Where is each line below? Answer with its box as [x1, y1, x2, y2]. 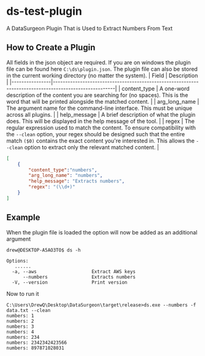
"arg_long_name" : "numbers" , [28, 172, 103, 179]
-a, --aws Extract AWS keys [12, 268, 136, 274]
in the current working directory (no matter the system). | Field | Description [6, 72, 198, 79]
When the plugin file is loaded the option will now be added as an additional [6, 228, 198, 236]
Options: [6, 258, 29, 264]
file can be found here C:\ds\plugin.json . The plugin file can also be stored [6, 65, 198, 72]
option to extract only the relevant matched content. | [24, 143, 160, 151]
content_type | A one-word [122, 85, 190, 92]
